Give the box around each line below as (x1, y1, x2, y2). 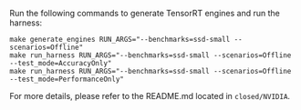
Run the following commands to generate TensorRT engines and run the (9, 8, 280, 18)
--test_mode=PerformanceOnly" (9, 75, 125, 84)
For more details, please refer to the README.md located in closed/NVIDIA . (9, 91, 290, 101)
